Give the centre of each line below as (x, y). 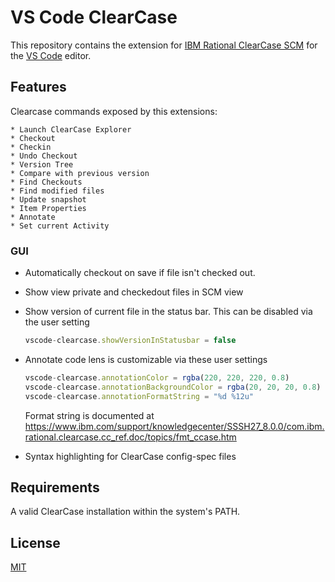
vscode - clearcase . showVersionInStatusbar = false (130, 341)
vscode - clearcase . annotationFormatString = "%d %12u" (139, 396)
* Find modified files (57, 191)
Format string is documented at (89, 415)
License (35, 542)
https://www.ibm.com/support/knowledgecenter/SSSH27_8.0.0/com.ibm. (174, 426)
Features (38, 87)
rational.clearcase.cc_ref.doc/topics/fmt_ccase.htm (130, 437)
